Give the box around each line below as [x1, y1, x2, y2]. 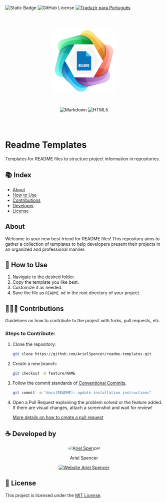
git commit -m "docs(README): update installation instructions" [12, 390, 151, 396]
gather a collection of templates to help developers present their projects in [5, 241, 160, 247]
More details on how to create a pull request [12, 415, 103, 421]
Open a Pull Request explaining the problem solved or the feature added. [12, 400, 162, 406]
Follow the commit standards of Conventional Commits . [12, 380, 127, 386]
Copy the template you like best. [12, 279, 79, 285]
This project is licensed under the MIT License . [5, 492, 102, 498]
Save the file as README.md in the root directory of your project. [12, 290, 141, 296]
